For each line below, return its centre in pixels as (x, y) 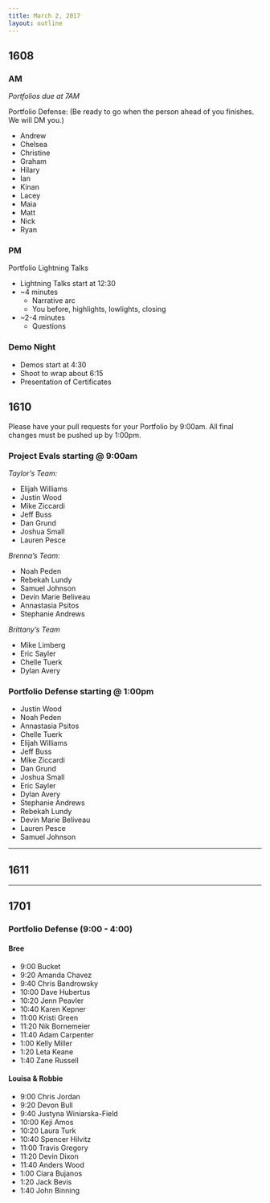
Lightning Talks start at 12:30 (68, 284)
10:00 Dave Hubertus (55, 992)
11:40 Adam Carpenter (57, 1034)
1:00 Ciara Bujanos (51, 1173)
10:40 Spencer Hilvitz (55, 1139)
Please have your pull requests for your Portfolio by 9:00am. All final (121, 426)
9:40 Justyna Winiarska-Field (69, 1113)
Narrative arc (54, 301)
